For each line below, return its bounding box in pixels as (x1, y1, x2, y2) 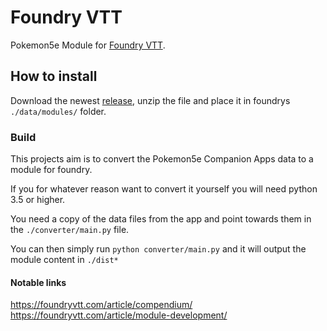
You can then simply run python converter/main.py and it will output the (10, 243, 307, 255)
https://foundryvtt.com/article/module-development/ (10, 309, 228, 321)
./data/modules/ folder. (10, 105, 107, 117)
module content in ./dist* (10, 254, 119, 266)
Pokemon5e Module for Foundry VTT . (10, 39, 166, 51)
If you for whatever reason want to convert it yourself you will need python (10, 183, 318, 195)
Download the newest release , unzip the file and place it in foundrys (10, 94, 291, 106)
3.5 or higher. (10, 194, 66, 206)
